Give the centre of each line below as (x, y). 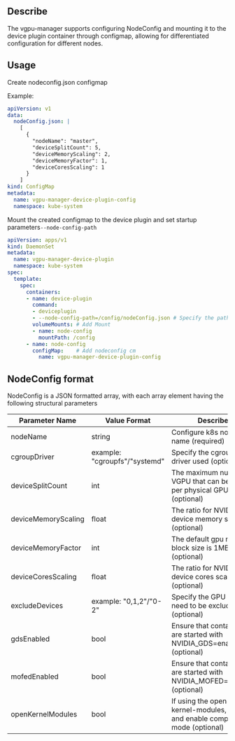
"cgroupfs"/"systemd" (128, 462)
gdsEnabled (30, 639)
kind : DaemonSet (31, 247)
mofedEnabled (35, 677)
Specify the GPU (198, 597)
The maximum (194, 473)
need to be (189, 606)
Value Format (128, 421)
